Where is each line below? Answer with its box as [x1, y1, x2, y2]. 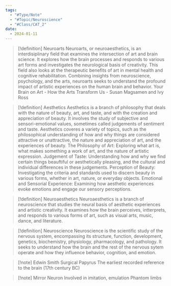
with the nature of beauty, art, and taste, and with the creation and [17, 110, 157, 116]
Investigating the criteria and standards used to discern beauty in [17, 170, 155, 176]
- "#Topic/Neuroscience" [10, 17, 63, 22]
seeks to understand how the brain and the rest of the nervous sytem [17, 244, 164, 250]
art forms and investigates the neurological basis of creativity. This [17, 62, 158, 68]
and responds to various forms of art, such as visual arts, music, [17, 212, 153, 218]
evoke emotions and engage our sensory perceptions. [17, 186, 132, 192]
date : [5, 27, 17, 32]
